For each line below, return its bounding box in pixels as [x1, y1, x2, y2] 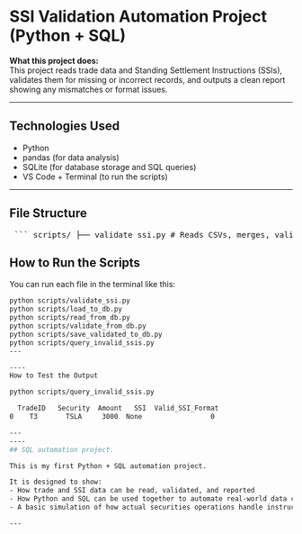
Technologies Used [9, 119, 120, 134]
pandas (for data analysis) [22, 151, 120, 163]
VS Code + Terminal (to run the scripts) [22, 171, 168, 182]
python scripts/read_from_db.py [9, 313, 130, 322]
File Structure [9, 205, 87, 222]
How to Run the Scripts [9, 255, 141, 270]
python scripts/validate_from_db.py [9, 321, 147, 330]
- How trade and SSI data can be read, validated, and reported [9, 486, 255, 495]
